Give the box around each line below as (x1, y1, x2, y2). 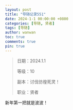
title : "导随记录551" (5, 12, 46, 17)
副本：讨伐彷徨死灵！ (17, 79, 60, 84)
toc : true (5, 35, 25, 40)
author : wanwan (5, 30, 36, 35)
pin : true (5, 44, 25, 49)
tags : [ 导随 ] (5, 26, 30, 30)
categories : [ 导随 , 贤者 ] (5, 21, 55, 26)
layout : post (5, 7, 32, 12)
